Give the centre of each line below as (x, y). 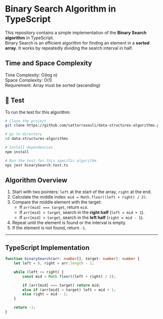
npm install (17, 152)
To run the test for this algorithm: (38, 112)
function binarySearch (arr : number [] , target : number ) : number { (73, 259)
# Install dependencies (29, 148)
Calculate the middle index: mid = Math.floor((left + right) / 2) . (80, 197)
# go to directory (24, 134)
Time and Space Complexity (49, 63)
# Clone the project (26, 121)
